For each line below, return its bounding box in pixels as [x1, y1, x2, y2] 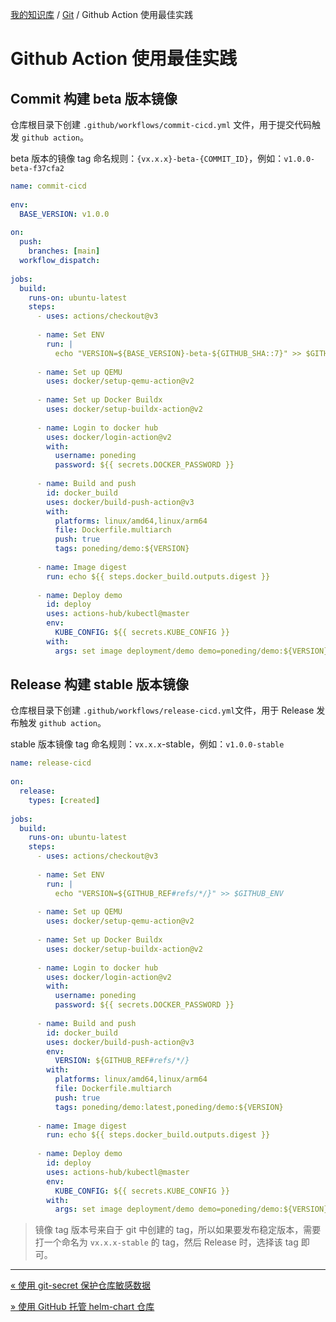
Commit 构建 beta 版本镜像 [10, 90, 178, 107]
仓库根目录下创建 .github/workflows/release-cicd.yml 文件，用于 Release [10, 704, 315, 717]
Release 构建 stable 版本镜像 [10, 676, 190, 693]
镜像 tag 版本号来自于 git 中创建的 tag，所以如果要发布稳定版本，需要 [34, 1224, 322, 1236]
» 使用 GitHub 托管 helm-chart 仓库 [10, 1301, 155, 1313]
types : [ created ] [28, 795, 101, 805]
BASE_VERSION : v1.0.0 [19, 209, 110, 219]
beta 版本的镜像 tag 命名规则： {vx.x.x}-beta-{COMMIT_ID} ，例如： [10, 153, 285, 164]
